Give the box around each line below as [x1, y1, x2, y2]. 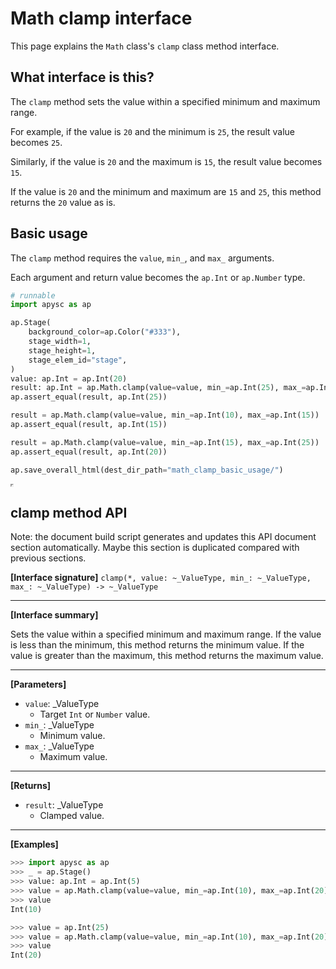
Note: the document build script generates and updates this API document [10, 531, 317, 543]
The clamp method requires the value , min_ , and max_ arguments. [10, 252, 275, 264]
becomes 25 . [10, 136, 63, 148]
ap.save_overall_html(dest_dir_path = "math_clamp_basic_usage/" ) [10, 465, 284, 475]
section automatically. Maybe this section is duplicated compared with [10, 542, 300, 554]
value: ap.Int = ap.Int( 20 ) [10, 373, 128, 384]
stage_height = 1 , [28, 345, 97, 356]
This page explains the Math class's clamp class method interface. [10, 40, 280, 52]
